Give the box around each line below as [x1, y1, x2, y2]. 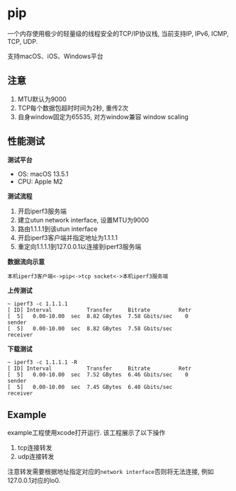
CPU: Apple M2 [17, 177, 63, 186]
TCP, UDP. [7, 37, 38, 45]
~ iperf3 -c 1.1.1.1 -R [7, 359, 78, 366]
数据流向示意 [7, 257, 45, 266]
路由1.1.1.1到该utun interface [17, 225, 98, 233]
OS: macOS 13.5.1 [17, 169, 69, 178]
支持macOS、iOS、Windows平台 [7, 52, 103, 60]
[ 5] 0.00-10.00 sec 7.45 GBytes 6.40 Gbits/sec [7, 383, 173, 390]
